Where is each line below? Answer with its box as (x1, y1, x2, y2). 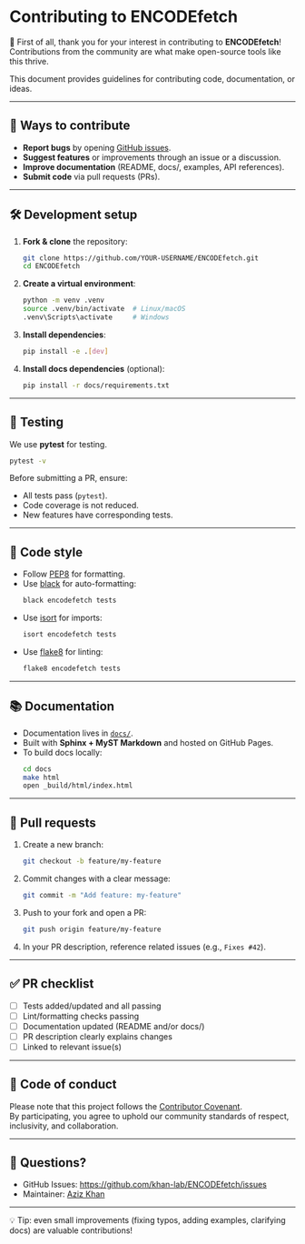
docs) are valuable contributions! (9, 1225, 133, 1236)
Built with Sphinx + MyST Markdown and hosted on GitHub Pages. (22, 737, 274, 747)
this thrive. (9, 55, 50, 66)
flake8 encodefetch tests (22, 664, 121, 673)
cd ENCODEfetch (22, 262, 81, 271)
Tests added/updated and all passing (22, 1000, 162, 1011)
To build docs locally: (22, 747, 103, 757)
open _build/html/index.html (22, 781, 133, 790)
